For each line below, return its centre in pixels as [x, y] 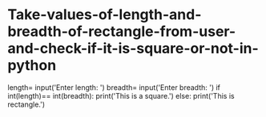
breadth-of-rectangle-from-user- [122, 31]
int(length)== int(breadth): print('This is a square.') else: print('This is [121, 96]
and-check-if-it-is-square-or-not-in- [133, 49]
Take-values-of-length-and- [105, 15]
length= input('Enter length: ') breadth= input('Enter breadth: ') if [114, 87]
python [32, 66]
